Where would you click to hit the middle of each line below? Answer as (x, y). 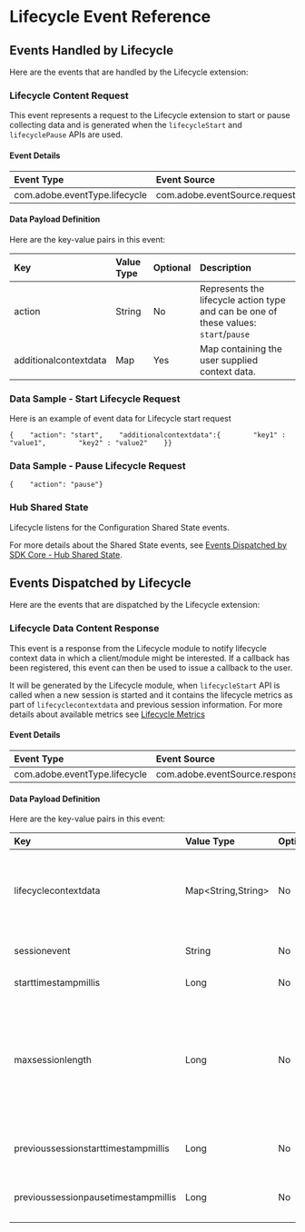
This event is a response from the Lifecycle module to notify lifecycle (138, 648)
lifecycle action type (242, 300)
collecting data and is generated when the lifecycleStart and (126, 125)
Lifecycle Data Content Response (84, 629)
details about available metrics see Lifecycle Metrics (108, 714)
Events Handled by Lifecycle (92, 50)
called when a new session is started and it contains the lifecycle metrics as (151, 695)
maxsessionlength (53, 1060)
